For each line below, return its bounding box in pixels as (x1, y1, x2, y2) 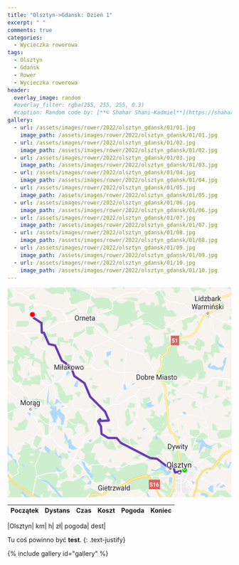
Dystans (45, 506, 70, 515)
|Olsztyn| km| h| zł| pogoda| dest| (7, 522, 106, 530)
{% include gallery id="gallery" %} (7, 549, 109, 558)
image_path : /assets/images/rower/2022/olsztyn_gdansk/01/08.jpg (20, 237, 218, 244)
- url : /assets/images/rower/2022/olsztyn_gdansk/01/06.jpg (14, 199, 196, 206)
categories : (7, 34, 43, 41)
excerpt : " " (7, 19, 46, 26)
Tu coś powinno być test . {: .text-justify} (7, 535, 126, 544)
